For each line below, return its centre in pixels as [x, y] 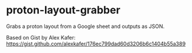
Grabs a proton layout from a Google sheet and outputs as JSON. [85, 26]
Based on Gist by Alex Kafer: [41, 37]
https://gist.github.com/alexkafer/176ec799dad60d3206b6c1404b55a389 [96, 44]
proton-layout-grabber [63, 10]
